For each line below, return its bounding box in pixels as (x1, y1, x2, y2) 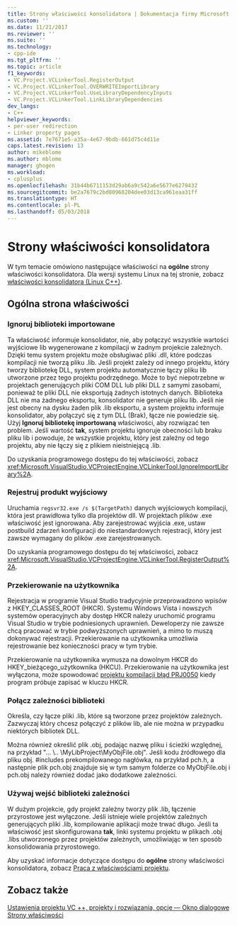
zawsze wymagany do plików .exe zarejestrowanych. (7, 534, 163, 542)
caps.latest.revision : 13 (7, 143, 83, 150)
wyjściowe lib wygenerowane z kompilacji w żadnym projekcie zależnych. (7, 343, 223, 351)
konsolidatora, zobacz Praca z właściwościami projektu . (7, 864, 171, 872)
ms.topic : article (7, 63, 62, 70)
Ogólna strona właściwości (7, 298, 129, 310)
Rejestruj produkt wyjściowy (7, 487, 108, 497)
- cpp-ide (7, 50, 37, 57)
